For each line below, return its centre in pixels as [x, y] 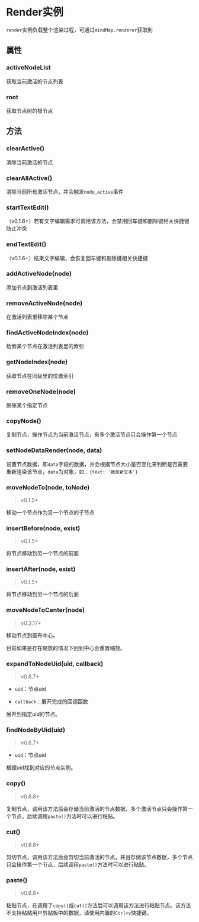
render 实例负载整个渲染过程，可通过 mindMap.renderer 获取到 [79, 30]
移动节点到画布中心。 [32, 635]
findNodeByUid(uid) [36, 730]
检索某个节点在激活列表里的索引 [45, 346]
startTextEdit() [28, 207]
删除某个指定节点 [27, 405]
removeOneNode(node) [41, 391]
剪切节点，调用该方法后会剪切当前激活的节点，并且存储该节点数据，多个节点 [99, 857]
